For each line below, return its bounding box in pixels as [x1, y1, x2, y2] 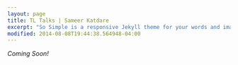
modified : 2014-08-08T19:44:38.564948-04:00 [7, 30, 141, 37]
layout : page [7, 10, 46, 18]
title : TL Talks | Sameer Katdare [7, 17, 110, 24]
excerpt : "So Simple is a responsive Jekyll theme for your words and [7, 23, 220, 30]
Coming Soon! [7, 49, 50, 58]
